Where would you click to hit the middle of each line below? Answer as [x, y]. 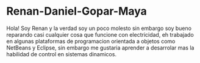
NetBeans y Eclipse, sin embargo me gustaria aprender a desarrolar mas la [100, 48]
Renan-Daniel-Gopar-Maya [77, 11]
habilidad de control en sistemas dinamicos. [62, 54]
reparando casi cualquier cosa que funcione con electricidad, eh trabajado [100, 34]
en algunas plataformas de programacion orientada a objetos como [91, 41]
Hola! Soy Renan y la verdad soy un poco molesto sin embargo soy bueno [99, 28]
